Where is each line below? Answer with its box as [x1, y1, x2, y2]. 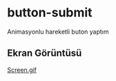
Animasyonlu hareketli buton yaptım [7, 27, 109, 36]
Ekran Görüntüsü [7, 47, 82, 59]
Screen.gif [7, 65, 37, 73]
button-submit [7, 5, 93, 21]
